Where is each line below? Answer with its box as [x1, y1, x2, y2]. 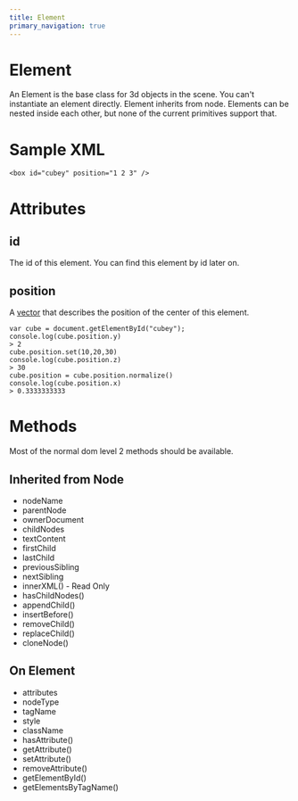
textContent [21, 533, 66, 544]
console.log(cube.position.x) [9, 379, 122, 388]
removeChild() [21, 618, 76, 629]
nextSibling [21, 571, 64, 582]
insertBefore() [21, 608, 74, 620]
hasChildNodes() [21, 590, 85, 600]
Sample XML [9, 139, 105, 160]
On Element [9, 664, 76, 679]
